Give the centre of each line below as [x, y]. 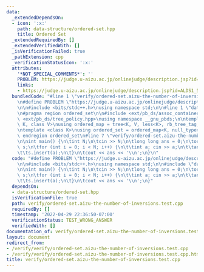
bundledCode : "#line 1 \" [45, 96]
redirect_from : [25, 243]
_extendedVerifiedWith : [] [46, 46]
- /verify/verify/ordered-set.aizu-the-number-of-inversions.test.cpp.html [104, 254]
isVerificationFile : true [45, 197]
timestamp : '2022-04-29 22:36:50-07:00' [63, 215]
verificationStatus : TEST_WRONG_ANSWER [62, 221]
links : [25, 85]
